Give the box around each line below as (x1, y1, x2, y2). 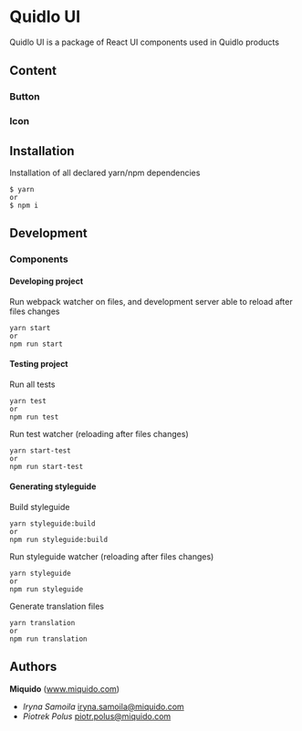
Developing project (9, 276, 84, 287)
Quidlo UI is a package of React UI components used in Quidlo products (9, 37, 280, 47)
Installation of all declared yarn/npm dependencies (9, 167, 201, 178)
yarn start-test (9, 445, 71, 455)
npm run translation (9, 634, 89, 643)
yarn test (9, 396, 47, 405)
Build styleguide (9, 501, 70, 512)
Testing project (9, 359, 68, 370)
